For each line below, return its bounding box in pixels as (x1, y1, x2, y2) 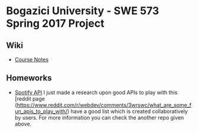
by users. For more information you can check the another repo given (14, 114, 184, 121)
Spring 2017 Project (6, 17, 105, 30)
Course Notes (14, 56, 49, 63)
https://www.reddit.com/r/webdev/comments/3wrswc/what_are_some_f (17, 101, 192, 108)
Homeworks (6, 73, 52, 83)
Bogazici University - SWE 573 (6, 4, 160, 18)
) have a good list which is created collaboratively (67, 108, 188, 115)
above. (14, 120, 32, 127)
